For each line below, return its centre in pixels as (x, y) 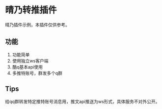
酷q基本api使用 (27, 67)
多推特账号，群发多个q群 (37, 73)
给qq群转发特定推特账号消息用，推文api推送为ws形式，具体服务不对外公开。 (82, 101)
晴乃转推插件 (31, 10)
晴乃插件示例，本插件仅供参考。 (37, 25)
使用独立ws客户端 (30, 61)
